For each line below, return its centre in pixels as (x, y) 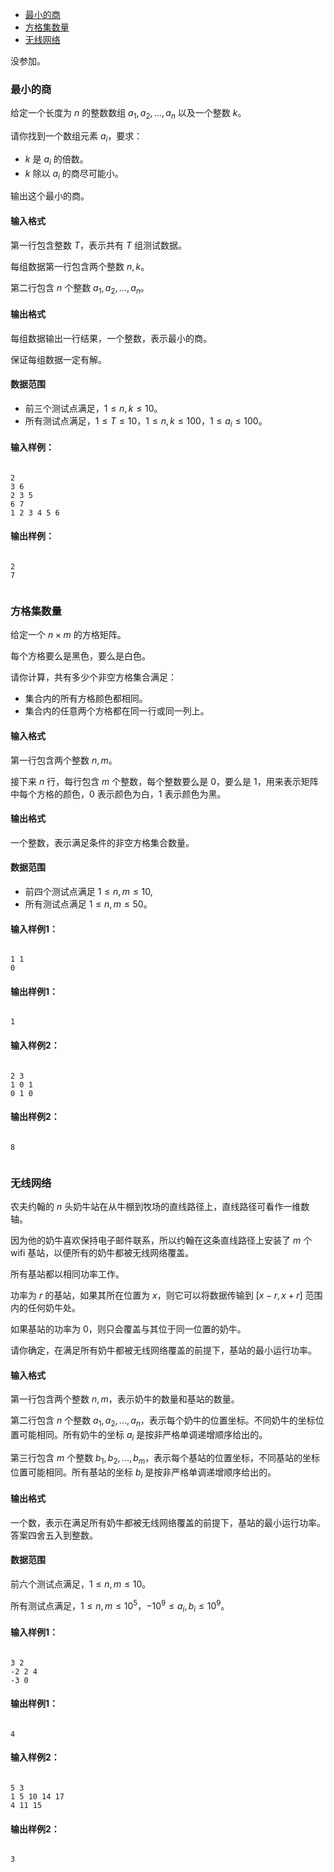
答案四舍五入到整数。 (54, 1535)
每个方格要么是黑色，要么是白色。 (80, 656)
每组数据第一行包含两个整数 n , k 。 (80, 266)
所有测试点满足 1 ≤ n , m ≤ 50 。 (88, 904)
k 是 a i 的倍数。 (56, 160)
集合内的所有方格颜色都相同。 (86, 699)
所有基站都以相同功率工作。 (67, 1274)
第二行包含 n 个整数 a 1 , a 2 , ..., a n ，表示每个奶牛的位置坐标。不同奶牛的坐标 (163, 1421)
